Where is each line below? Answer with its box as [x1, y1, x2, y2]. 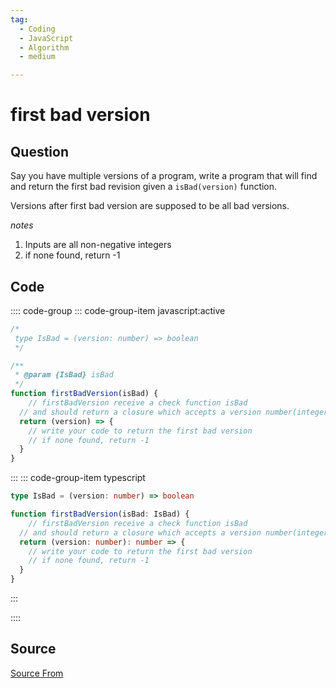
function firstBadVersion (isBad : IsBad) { [10, 509, 190, 520]
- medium [19, 52, 56, 62]
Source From [10, 667, 64, 679]
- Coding [19, 24, 56, 34]
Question [10, 143, 69, 160]
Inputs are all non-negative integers [24, 239, 172, 251]
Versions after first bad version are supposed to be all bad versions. [10, 200, 290, 212]
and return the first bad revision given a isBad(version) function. [10, 181, 278, 193]
